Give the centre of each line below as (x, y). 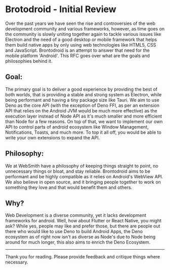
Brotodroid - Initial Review (61, 9)
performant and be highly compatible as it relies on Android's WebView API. (84, 176)
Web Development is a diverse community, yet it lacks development (76, 215)
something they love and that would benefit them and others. (69, 187)
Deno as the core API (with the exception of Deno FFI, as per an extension (82, 105)
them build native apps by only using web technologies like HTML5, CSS (81, 45)
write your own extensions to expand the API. (53, 137)
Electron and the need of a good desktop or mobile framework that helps (81, 40)
